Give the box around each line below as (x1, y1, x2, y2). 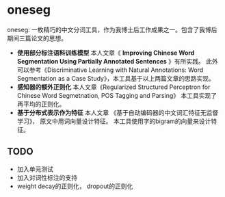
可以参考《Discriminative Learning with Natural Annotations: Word (16, 66, 204, 74)
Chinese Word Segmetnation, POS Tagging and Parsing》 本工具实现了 (16, 91, 217, 99)
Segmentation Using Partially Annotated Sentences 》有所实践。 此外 (16, 57, 218, 65)
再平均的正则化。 (16, 100, 66, 108)
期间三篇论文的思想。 (7, 34, 67, 42)
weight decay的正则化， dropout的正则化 (16, 182, 133, 190)
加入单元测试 (16, 165, 53, 173)
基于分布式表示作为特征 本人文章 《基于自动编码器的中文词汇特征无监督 (16, 108, 219, 116)
